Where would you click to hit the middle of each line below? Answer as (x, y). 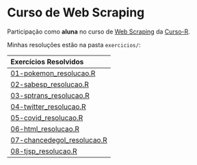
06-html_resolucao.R (45, 129)
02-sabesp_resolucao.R (50, 84)
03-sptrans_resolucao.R (50, 95)
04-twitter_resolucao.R (48, 106)
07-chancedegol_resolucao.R (59, 140)
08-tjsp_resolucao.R (44, 151)
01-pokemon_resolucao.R (53, 73)
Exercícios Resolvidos (47, 62)
